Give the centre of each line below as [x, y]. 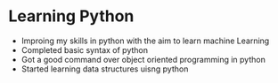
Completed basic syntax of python [85, 49]
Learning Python [71, 16]
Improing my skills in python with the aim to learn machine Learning [145, 41]
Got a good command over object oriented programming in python [143, 59]
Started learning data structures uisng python [105, 69]
